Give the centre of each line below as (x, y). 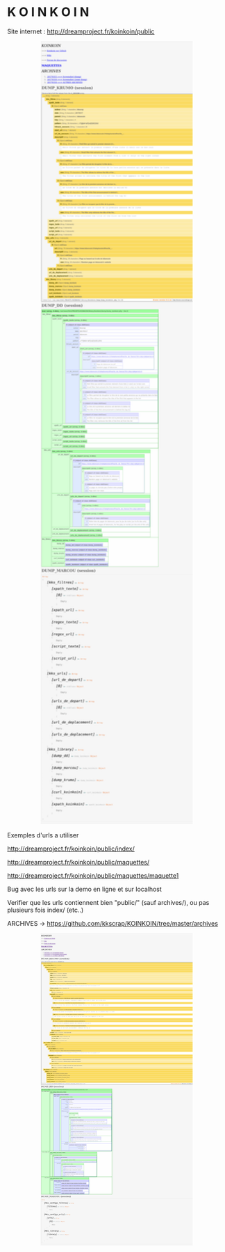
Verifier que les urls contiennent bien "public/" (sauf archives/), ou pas (108, 902)
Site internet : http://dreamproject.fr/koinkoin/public (81, 31)
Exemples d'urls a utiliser (43, 835)
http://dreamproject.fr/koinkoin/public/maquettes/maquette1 (93, 875)
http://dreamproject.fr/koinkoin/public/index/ (71, 849)
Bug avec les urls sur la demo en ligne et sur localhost (84, 889)
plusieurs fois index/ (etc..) (45, 910)
